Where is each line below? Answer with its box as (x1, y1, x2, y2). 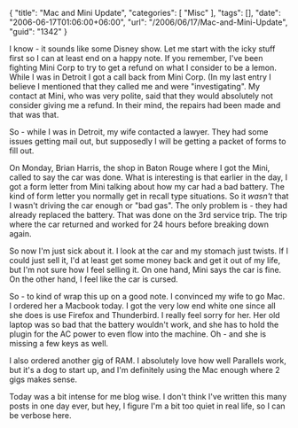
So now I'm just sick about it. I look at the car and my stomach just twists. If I (9, 245, 288, 256)
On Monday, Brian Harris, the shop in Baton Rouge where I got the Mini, (9, 163, 271, 173)
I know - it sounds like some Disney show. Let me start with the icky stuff (9, 43, 276, 54)
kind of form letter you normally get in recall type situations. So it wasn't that (9, 191, 289, 201)
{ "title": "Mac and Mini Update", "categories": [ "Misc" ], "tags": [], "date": (9, 8, 281, 18)
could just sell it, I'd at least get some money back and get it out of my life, (9, 255, 281, 265)
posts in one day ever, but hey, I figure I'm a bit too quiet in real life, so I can (9, 401, 286, 411)
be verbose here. (9, 410, 73, 420)
